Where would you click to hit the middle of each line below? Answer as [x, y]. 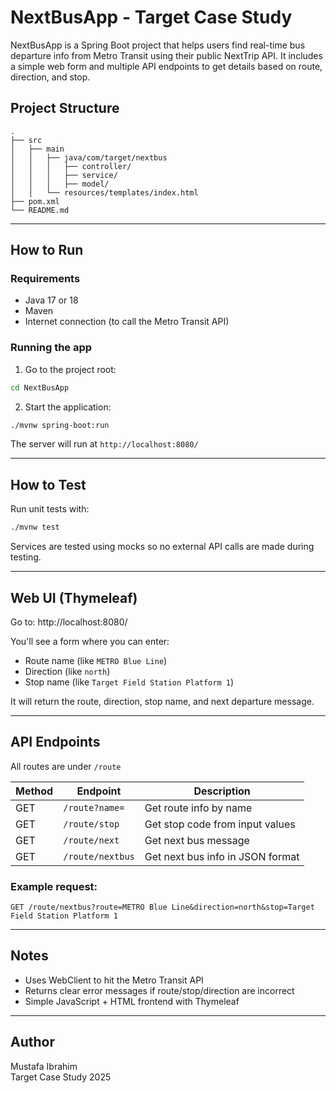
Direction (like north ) [67, 671]
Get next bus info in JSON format [222, 856]
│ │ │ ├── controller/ [71, 166]
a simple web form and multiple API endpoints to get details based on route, [166, 66]
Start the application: [68, 407]
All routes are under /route [66, 766]
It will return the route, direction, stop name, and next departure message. [162, 701]
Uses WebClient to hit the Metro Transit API [114, 980]
